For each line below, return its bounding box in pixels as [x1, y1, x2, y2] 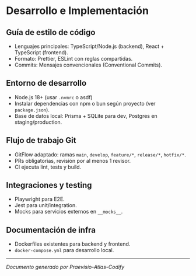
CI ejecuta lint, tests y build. [14, 163, 82, 170]
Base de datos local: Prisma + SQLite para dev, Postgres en [14, 112, 157, 119]
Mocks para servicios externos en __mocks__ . [14, 208, 123, 215]
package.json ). [14, 106, 50, 113]
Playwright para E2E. [14, 195, 65, 202]
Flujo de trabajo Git [6, 135, 76, 145]
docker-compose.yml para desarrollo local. [14, 247, 114, 254]
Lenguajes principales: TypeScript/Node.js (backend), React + [14, 43, 164, 50]
